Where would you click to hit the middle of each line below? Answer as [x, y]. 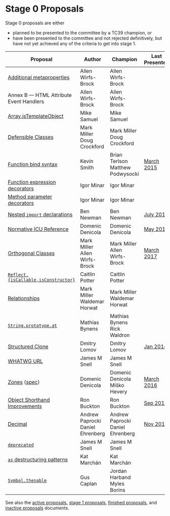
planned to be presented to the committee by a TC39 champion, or [82, 33]
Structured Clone [28, 346]
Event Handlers [26, 101]
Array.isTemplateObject [36, 116]
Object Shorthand [29, 400]
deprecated [21, 445]
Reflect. [18, 275]
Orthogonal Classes [31, 253]
